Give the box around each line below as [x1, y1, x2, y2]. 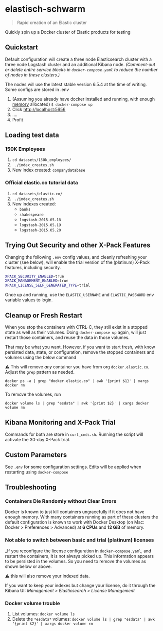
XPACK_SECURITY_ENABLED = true [5, 274, 64, 279]
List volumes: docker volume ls [12, 610, 75, 617]
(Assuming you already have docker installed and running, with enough [12, 96, 155, 102]
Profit [12, 116, 23, 123]
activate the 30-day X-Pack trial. [5, 436, 71, 442]
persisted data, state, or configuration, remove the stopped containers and [5, 349, 155, 355]
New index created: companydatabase [12, 167, 86, 173]
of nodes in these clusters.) [5, 72, 60, 78]
